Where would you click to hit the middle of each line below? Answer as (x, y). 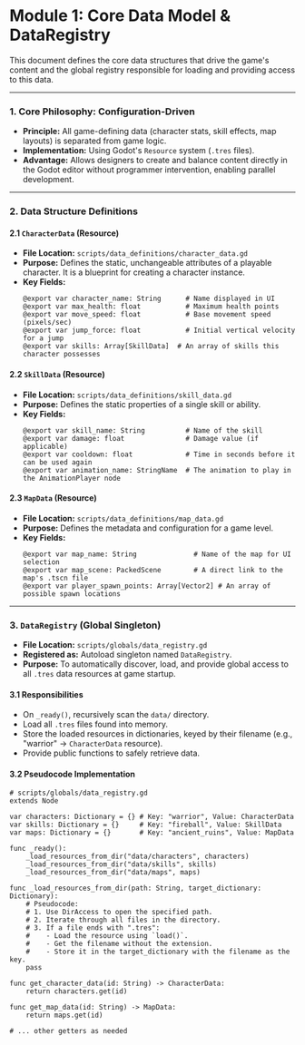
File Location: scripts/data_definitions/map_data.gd (123, 518)
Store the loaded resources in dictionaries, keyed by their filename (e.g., (157, 734)
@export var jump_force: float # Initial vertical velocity (159, 331)
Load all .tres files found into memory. (95, 724)
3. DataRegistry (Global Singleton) (85, 625)
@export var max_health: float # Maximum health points (151, 307)
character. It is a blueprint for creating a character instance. (133, 272)
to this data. (32, 79)
